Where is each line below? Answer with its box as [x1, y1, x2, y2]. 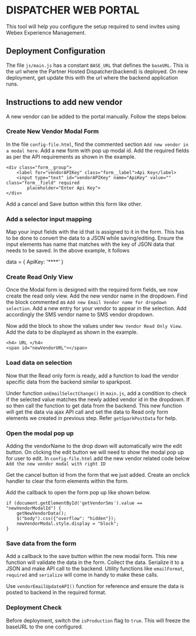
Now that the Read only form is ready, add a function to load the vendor [6, 372, 179, 379]
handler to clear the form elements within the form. [6, 478, 129, 485]
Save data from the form [6, 539, 77, 548]
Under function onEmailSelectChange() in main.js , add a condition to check [6, 389, 187, 396]
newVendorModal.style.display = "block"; [16, 521, 119, 527]
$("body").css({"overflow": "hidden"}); [16, 516, 116, 522]
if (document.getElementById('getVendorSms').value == [6, 500, 143, 507]
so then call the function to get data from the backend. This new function [6, 402, 183, 409]
